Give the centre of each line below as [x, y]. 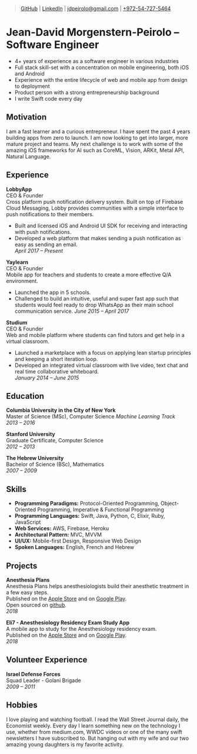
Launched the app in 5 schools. [53, 292]
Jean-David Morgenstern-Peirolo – [93, 32]
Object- [170, 504]
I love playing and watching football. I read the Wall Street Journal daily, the [97, 719]
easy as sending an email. [46, 244]
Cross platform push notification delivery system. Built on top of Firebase [95, 201]
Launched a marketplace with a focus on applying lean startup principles [103, 352]
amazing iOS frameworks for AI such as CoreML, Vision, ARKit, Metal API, [95, 150]
